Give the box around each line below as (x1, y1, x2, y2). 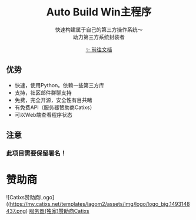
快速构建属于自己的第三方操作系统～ (55, 26, 143, 33)
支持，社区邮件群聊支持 (14, 89, 72, 96)
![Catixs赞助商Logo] (6, 194, 55, 201)
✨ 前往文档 (85, 45, 112, 53)
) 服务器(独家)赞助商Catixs (25, 208, 89, 214)
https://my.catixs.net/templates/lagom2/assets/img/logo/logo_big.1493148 (9, 201, 190, 207)
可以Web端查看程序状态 (14, 111, 72, 118)
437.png (6, 208, 26, 214)
